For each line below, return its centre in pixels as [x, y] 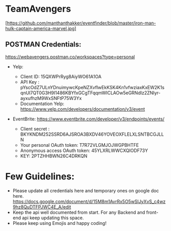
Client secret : [35, 129]
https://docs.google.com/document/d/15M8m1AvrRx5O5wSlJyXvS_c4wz [89, 201]
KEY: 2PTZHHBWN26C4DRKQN [54, 156]
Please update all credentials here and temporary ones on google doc [86, 190]
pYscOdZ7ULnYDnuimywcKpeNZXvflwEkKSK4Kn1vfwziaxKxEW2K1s [92, 87]
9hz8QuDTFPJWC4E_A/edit [42, 207]
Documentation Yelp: [42, 104]
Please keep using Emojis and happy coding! [60, 223]
